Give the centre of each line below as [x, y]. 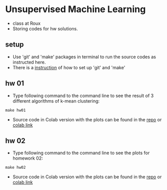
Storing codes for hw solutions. [45, 28]
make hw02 [16, 168]
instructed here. [29, 62]
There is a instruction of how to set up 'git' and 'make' [69, 67]
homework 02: [28, 158]
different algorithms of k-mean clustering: [56, 101]
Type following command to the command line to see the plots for [81, 153]
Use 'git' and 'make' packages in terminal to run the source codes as [84, 57]
